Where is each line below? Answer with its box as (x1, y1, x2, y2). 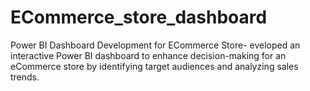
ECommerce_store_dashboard (10, 6, 268, 29)
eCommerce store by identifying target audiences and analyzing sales (10, 60, 299, 72)
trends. (10, 71, 40, 83)
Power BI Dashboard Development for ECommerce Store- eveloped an (10, 39, 301, 51)
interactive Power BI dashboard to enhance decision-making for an (10, 49, 287, 61)
